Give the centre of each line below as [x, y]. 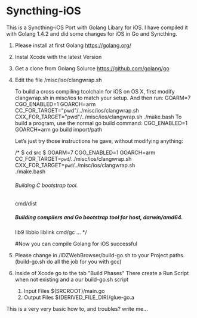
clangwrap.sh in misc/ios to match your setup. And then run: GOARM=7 [103, 98]
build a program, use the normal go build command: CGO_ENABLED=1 [101, 123]
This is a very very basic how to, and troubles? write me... [77, 309]
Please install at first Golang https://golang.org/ [73, 45]
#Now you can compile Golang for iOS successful [76, 244]
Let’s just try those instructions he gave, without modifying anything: [99, 141]
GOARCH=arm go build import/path [59, 129]
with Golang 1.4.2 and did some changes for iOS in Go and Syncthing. [92, 33]
